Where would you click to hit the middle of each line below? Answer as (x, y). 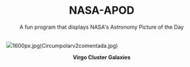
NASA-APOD (102, 10)
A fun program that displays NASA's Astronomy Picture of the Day (102, 27)
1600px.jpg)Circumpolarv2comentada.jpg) (65, 45)
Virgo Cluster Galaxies (102, 57)
